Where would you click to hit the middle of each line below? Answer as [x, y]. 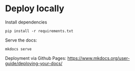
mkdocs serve [18, 49]
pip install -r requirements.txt [39, 31]
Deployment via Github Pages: [36, 58]
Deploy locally [35, 9]
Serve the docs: [21, 40]
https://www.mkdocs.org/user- [98, 58]
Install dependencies [26, 22]
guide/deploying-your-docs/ [34, 63]
